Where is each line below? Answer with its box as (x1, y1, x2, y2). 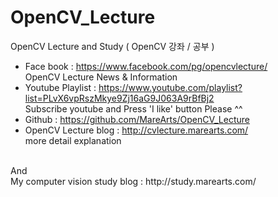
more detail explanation (24, 134, 122, 146)
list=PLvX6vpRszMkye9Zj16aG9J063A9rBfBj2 (24, 92, 215, 104)
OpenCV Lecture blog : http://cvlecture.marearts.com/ (24, 124, 249, 136)
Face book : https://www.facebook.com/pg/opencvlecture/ (24, 60, 268, 72)
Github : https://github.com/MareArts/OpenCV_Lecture (24, 113, 250, 125)
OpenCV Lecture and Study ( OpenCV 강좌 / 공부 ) (10, 40, 215, 52)
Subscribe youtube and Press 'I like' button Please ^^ (24, 102, 243, 115)
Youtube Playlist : (24, 81, 97, 93)
